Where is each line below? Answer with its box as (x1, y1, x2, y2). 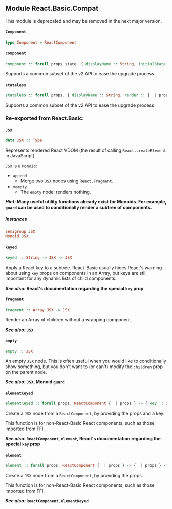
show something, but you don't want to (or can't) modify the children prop (5, 363, 163, 370)
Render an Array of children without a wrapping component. (5, 316, 132, 322)
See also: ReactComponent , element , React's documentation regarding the (5, 436, 161, 442)
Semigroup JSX (5, 229, 36, 234)
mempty (12, 185, 27, 190)
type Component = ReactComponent (5, 40, 77, 45)
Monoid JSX (5, 233, 29, 239)
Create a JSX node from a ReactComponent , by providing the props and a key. (5, 410, 165, 417)
